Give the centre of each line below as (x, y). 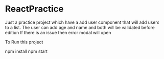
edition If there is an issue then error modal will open (58, 32)
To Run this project (24, 42)
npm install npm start (26, 51)
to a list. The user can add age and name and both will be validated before (80, 27)
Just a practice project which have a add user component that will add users (82, 22)
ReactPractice (34, 9)
